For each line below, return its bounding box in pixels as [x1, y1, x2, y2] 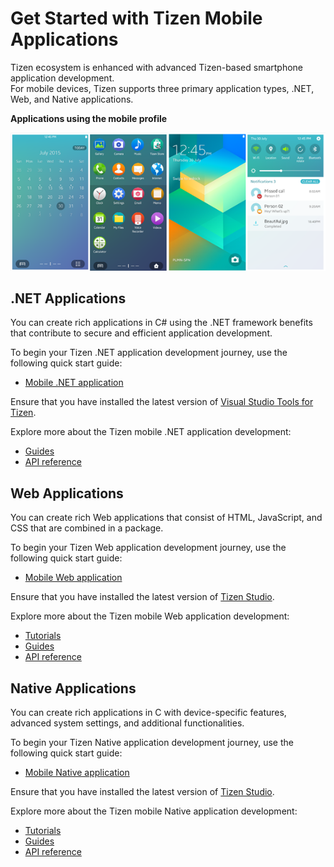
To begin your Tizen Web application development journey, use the [10, 542, 287, 554]
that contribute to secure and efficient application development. [10, 327, 273, 339]
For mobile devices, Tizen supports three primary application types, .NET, [10, 82, 315, 94]
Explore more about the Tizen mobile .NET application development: [10, 426, 292, 438]
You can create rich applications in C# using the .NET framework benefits [10, 317, 313, 329]
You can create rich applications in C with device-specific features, [10, 707, 287, 719]
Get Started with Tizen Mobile [10, 7, 263, 30]
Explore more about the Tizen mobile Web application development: [10, 610, 290, 622]
